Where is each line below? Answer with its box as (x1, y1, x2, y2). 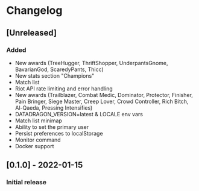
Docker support (14, 142, 54, 149)
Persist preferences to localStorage (14, 130, 104, 137)
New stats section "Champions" (14, 72, 95, 79)
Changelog (6, 4, 63, 17)
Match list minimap (14, 117, 62, 124)
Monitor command (14, 136, 62, 143)
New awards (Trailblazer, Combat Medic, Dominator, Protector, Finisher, (14, 91, 193, 98)
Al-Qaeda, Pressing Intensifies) (14, 104, 93, 111)
